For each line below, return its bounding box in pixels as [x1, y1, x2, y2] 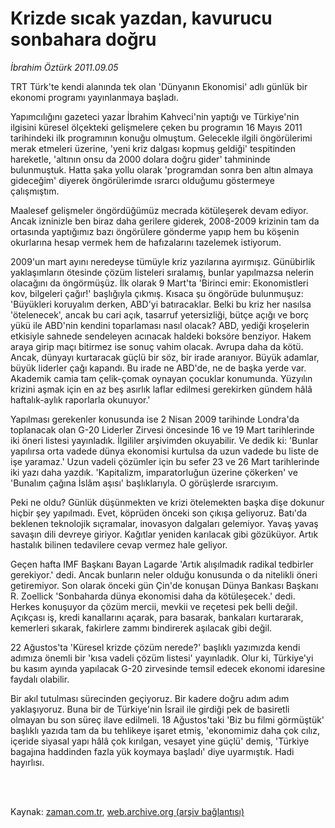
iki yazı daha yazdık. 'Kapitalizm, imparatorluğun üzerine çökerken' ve [10, 466, 298, 478]
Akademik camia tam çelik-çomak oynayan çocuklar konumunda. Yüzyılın [10, 372, 313, 384]
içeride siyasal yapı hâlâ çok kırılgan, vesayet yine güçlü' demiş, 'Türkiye [10, 735, 310, 747]
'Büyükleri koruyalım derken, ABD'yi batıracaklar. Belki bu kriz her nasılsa [10, 298, 312, 310]
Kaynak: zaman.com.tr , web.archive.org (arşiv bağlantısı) [10, 805, 245, 817]
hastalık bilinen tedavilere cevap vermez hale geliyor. [10, 538, 228, 551]
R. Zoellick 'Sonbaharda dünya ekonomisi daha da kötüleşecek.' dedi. [10, 590, 296, 602]
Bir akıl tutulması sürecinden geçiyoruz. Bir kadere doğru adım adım [10, 692, 290, 704]
